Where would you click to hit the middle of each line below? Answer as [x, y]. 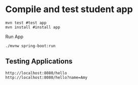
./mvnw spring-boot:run [31, 46]
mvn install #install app [33, 27]
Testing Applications [39, 61]
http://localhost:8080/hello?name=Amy [46, 77]
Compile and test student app [69, 9]
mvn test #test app [26, 23]
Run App [15, 36]
